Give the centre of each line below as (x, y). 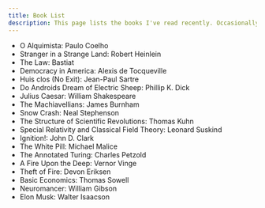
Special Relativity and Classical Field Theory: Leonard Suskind (121, 129)
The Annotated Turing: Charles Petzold (83, 154)
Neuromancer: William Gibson (68, 188)
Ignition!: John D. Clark (57, 138)
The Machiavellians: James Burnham (79, 104)
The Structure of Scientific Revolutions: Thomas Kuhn (107, 121)
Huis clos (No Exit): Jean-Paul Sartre (79, 79)
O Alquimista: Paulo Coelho (64, 45)
